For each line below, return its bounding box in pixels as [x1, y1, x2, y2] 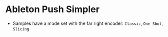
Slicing [12, 26, 29, 31]
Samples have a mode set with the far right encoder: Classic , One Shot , [12, 20, 163, 26]
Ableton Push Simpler [5, 4, 100, 15]
